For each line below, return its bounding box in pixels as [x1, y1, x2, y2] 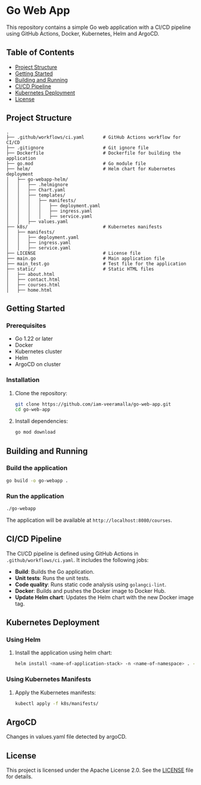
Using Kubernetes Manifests [6, 675, 92, 684]
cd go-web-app [14, 407, 50, 413]
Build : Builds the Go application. [14, 568, 95, 575]
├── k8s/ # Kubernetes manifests [6, 224, 163, 230]
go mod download [14, 429, 56, 436]
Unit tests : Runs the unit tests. [14, 574, 91, 581]
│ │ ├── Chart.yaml [6, 187, 66, 193]
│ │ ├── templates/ [6, 192, 66, 198]
